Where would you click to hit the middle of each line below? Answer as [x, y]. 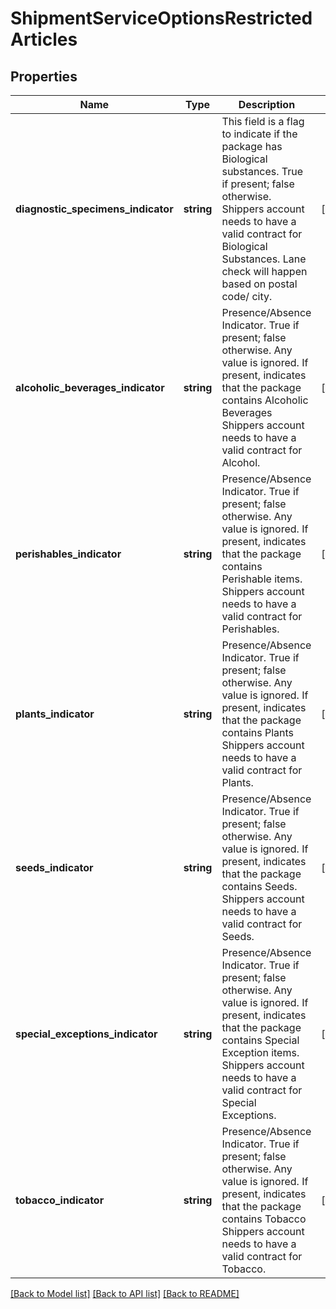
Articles [44, 39]
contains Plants [258, 732]
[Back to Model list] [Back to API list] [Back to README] [125, 1293]
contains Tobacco [264, 1219]
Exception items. [260, 1052]
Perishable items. [262, 579]
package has [252, 146]
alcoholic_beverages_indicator [90, 387]
